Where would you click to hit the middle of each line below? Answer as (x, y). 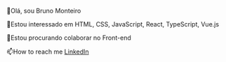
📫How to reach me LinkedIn (48, 52)
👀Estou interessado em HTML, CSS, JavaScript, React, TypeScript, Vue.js (113, 24)
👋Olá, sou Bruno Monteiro (44, 11)
